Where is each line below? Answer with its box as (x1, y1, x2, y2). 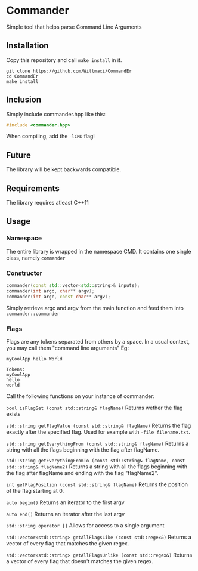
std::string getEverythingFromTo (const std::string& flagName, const (6, 458, 185, 464)
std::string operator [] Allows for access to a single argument (6, 521, 165, 529)
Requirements (6, 183, 60, 193)
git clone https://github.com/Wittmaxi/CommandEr (6, 68, 132, 74)
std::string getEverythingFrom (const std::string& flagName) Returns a (6, 440, 189, 447)
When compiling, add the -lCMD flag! (6, 132, 95, 140)
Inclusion (6, 95, 42, 105)
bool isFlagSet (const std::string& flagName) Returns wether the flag (6, 404, 183, 411)
